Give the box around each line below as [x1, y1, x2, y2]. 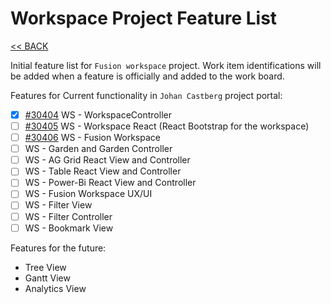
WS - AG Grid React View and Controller [24, 154, 191, 166]
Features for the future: [10, 242, 107, 254]
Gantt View [24, 272, 71, 284]
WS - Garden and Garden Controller [24, 143, 173, 155]
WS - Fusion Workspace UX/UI [24, 188, 153, 200]
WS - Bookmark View [24, 222, 114, 234]
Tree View [24, 261, 67, 273]
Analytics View [24, 282, 87, 294]
